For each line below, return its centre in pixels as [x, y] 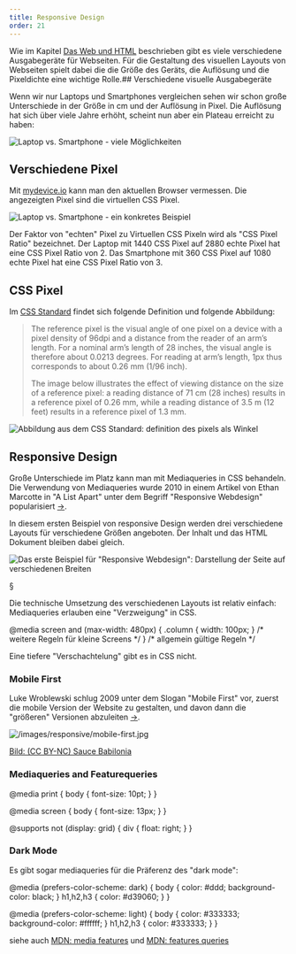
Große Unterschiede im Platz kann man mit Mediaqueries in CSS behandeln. [148, 478]
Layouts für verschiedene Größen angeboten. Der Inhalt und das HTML [138, 533]
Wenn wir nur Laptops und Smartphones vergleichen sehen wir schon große [148, 96]
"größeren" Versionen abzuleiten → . [75, 717]
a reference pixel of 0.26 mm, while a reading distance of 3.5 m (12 [152, 403]
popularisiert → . [38, 506]
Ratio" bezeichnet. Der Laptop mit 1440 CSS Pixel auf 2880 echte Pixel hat [145, 243]
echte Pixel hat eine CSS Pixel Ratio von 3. [86, 263]
